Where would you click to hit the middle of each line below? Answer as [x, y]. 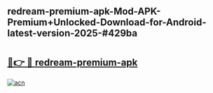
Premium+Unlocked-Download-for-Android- [107, 23]
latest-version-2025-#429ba [73, 33]
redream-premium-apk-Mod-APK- [84, 12]
